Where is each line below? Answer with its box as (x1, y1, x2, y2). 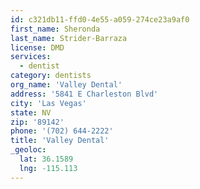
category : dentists (10, 71, 92, 81)
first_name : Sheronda (10, 24, 101, 34)
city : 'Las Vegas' (10, 98, 87, 108)
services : (10, 52, 52, 62)
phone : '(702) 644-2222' (10, 126, 114, 136)
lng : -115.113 (19, 163, 78, 173)
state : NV (10, 107, 52, 118)
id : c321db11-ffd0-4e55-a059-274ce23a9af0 (10, 14, 190, 25)
